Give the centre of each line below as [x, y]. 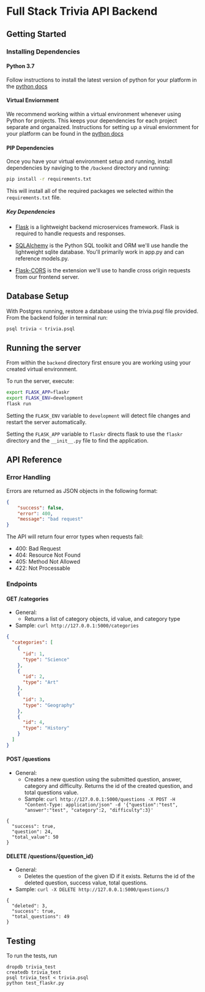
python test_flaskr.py [35, 983]
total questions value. [51, 792]
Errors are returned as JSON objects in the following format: [82, 490]
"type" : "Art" [41, 683]
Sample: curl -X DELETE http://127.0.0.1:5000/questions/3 [92, 889]
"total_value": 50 [35, 837]
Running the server [44, 348]
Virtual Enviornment [33, 100]
